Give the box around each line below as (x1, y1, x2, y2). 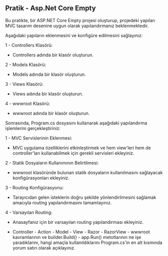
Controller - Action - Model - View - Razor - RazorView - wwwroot (12, 228, 150, 235)
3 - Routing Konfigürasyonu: (5, 184, 64, 190)
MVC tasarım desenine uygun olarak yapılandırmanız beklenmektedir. (5, 23, 149, 29)
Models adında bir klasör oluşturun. (12, 71, 87, 77)
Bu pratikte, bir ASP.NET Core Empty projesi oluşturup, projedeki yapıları (5, 17, 155, 23)
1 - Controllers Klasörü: (5, 42, 53, 48)
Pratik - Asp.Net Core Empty (5, 4, 96, 13)
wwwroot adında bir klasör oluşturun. (12, 110, 90, 116)
